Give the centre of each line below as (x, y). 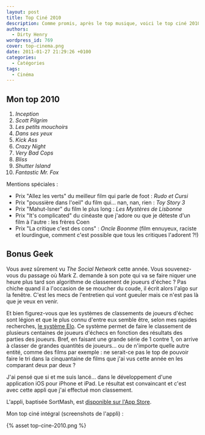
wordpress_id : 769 (30, 40)
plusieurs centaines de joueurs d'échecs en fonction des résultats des (95, 332)
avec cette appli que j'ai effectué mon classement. (70, 390)
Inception (27, 114)
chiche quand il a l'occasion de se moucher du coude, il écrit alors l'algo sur (102, 288)
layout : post (23, 12)
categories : (21, 57)
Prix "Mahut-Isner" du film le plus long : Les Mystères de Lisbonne (99, 209)
